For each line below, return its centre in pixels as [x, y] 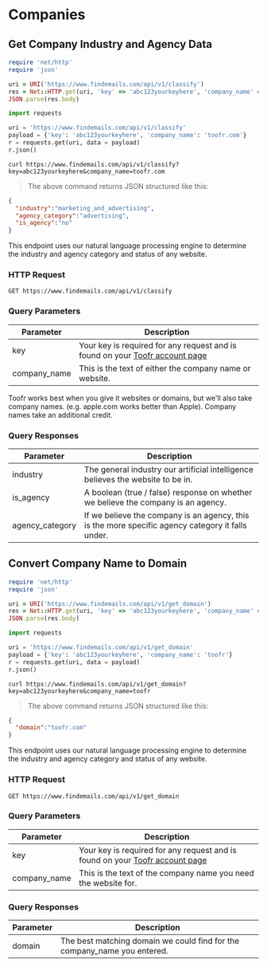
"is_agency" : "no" [44, 223]
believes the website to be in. [138, 480]
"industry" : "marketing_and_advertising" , [85, 208]
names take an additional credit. [60, 415]
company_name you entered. [114, 951]
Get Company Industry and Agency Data [110, 44]
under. [96, 536]
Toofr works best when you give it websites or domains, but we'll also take [130, 398]
